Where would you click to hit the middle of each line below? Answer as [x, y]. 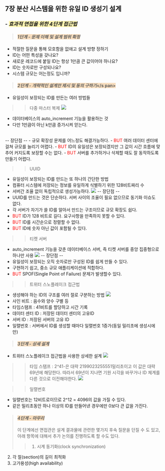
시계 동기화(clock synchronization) [71, 447]
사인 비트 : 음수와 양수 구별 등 [40, 301]
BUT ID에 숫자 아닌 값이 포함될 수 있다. [49, 228]
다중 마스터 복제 [45, 108]
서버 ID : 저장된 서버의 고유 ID [41, 319]
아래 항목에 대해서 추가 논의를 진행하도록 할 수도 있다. [68, 436]
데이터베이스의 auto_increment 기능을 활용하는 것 [60, 118]
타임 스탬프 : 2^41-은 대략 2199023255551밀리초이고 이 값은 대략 [92, 366]
